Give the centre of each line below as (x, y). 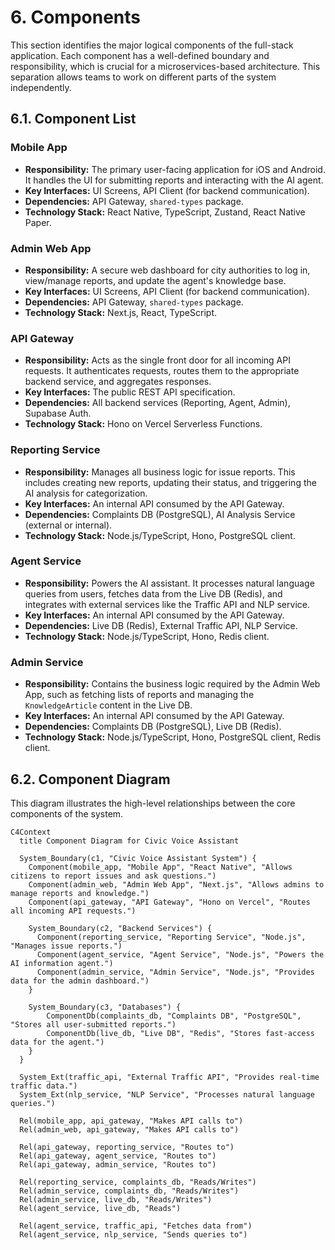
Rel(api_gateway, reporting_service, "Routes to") (127, 1147)
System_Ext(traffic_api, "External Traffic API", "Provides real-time (169, 1077)
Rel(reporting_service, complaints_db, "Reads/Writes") (138, 1182)
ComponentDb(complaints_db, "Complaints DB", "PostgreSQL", (174, 1016)
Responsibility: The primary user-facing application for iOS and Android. (175, 169)
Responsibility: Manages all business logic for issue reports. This (160, 472)
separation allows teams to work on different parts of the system (143, 77)
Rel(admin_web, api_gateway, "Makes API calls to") (129, 1129)
